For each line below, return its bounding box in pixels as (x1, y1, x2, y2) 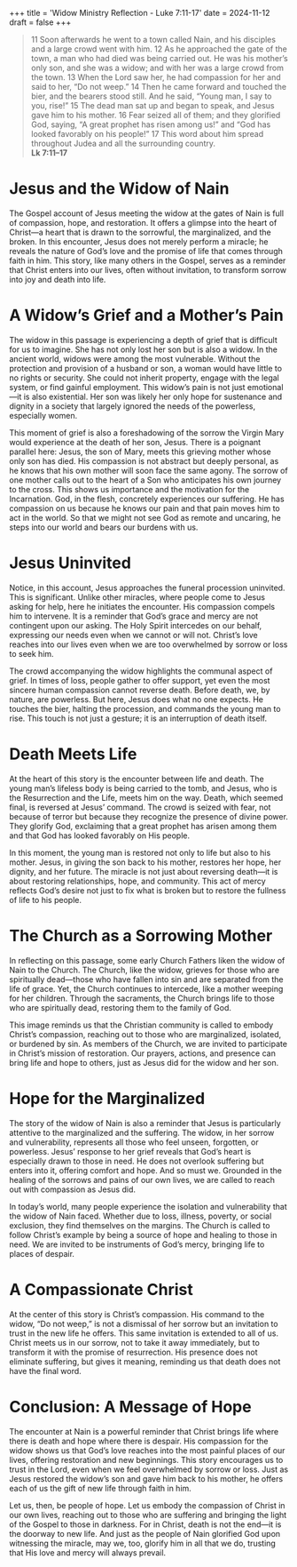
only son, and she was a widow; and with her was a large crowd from (30, 62, 284, 73)
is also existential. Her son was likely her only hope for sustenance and (23, 391, 283, 402)
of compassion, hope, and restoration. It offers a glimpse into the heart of (9, 217, 277, 228)
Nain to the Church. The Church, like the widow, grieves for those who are (9, 964, 280, 975)
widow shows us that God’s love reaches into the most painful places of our (9, 1444, 285, 1456)
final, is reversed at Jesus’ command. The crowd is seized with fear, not (9, 802, 271, 812)
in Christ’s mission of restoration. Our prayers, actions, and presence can (9, 1048, 277, 1059)
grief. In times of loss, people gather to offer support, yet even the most (9, 675, 270, 685)
